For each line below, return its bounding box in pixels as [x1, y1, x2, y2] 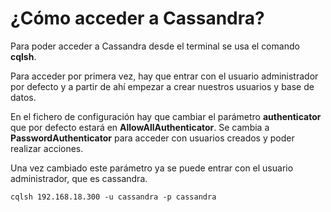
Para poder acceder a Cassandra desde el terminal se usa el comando [10, 40, 300, 52]
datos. [10, 91, 37, 103]
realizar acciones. [10, 142, 84, 154]
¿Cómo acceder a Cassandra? [10, 7, 265, 30]
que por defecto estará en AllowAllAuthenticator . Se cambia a [10, 121, 270, 133]
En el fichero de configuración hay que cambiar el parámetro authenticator [10, 110, 322, 122]
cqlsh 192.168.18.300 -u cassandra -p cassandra [10, 192, 217, 202]
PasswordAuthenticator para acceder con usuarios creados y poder [10, 132, 295, 144]
